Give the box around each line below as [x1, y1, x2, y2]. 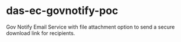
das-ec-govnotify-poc [6, 4, 119, 17]
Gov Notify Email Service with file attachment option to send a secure [6, 23, 175, 30]
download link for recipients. [6, 29, 75, 36]
